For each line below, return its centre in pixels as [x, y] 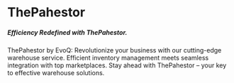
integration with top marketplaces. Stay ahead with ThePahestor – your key [117, 65]
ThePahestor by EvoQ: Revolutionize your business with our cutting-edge [115, 50]
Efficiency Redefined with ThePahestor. [67, 32]
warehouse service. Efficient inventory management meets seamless [108, 58]
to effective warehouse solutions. [56, 73]
